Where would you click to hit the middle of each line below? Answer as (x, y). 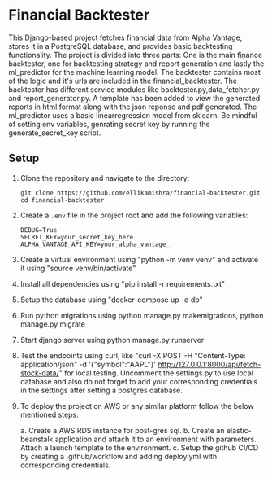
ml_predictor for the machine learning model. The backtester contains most (135, 72)
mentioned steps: (49, 414)
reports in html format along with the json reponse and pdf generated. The (133, 107)
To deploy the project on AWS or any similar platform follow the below (137, 406)
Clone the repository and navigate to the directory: (105, 178)
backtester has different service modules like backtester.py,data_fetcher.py (134, 89)
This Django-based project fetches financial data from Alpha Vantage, (125, 37)
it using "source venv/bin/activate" (78, 268)
